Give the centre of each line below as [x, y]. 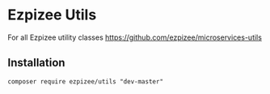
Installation [36, 63]
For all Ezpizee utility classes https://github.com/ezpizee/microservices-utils [135, 37]
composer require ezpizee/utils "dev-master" [85, 81]
